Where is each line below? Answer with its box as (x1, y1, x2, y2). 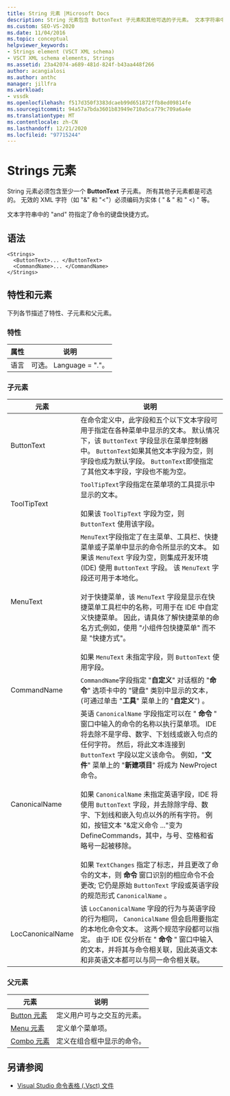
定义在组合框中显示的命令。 (56, 1036, 146, 1046)
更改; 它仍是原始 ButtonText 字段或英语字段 (80, 880, 219, 890)
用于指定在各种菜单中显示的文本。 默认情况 (80, 426, 220, 435)
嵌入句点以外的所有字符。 (121, 810, 204, 820)
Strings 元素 (7, 163, 77, 179)
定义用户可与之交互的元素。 (56, 1010, 146, 1020)
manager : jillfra (7, 80, 57, 87)
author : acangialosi (7, 67, 66, 74)
